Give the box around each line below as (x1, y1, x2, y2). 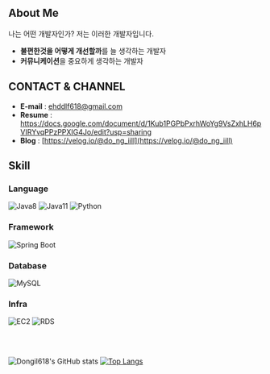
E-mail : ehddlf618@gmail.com (19, 101, 123, 111)
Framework (8, 222, 54, 233)
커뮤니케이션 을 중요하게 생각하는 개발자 (19, 56, 143, 65)
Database (8, 260, 47, 271)
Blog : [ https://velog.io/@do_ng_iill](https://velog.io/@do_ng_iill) (19, 135, 233, 145)
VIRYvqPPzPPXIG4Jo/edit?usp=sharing (19, 127, 152, 136)
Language (8, 183, 49, 194)
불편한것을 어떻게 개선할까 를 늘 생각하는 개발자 (19, 46, 167, 56)
